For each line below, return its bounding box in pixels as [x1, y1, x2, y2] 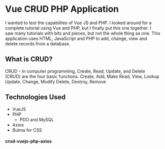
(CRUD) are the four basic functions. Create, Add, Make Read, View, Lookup [5, 73, 160, 79]
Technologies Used [5, 93, 66, 102]
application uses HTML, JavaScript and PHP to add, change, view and [5, 36, 147, 41]
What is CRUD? [5, 55, 53, 64]
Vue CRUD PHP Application [5, 3, 119, 15]
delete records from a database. [5, 40, 70, 46]
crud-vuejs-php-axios [5, 138, 52, 144]
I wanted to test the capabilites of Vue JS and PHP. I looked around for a [5, 20, 152, 26]
